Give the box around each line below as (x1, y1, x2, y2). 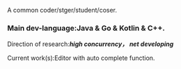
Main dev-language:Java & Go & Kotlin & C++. (7, 23, 165, 33)
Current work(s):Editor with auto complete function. (7, 54, 155, 62)
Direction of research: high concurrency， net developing (7, 40, 174, 48)
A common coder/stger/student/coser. (7, 6, 117, 14)
